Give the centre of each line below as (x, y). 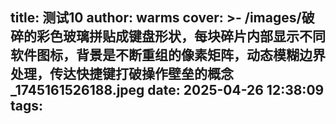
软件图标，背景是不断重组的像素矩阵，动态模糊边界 (168, 55)
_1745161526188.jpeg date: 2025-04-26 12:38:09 (167, 90)
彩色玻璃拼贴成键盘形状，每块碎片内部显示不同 (181, 36)
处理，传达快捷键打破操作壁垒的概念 (122, 74)
